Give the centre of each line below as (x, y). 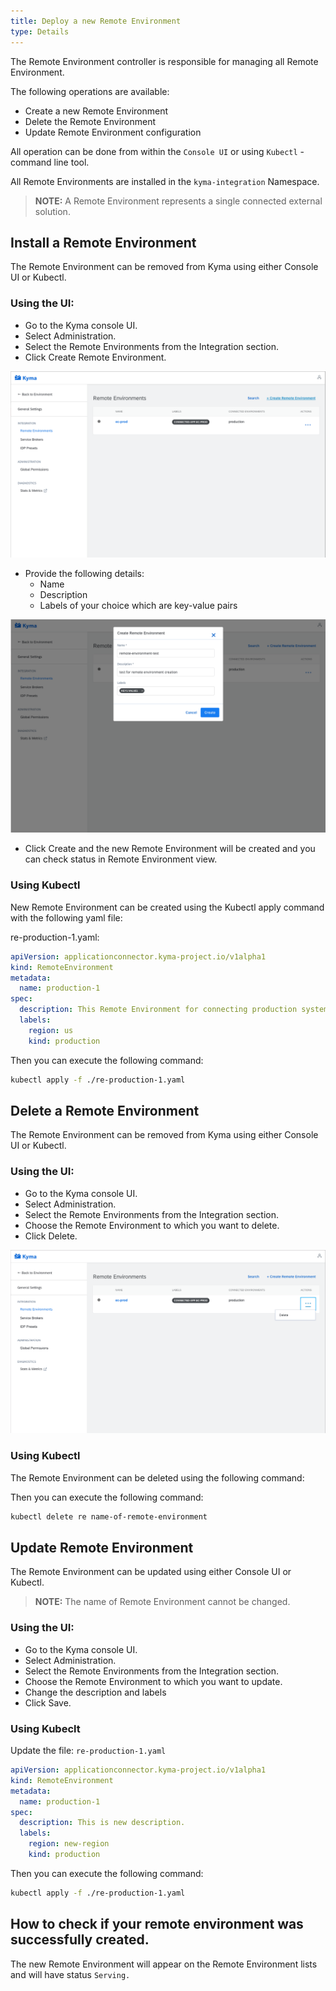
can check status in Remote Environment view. (121, 859)
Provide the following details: (84, 573)
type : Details (40, 31)
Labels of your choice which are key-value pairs (138, 605)
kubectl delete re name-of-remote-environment (109, 1516)
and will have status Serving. (70, 1974)
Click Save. (48, 1702)
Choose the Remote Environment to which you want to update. (153, 1681)
